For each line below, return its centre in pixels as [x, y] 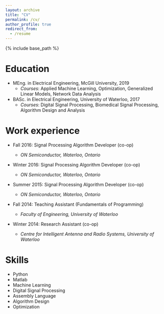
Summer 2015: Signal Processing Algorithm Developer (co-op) [78, 184]
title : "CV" [18, 15]
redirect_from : [21, 29]
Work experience [43, 131]
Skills [17, 260]
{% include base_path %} [32, 48]
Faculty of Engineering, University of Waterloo [69, 214]
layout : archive [22, 10]
